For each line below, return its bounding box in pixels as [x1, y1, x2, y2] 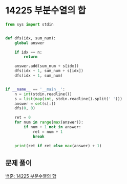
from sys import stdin [5, 21, 54, 27]
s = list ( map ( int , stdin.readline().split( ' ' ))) [14, 96, 123, 101]
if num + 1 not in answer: [24, 125, 81, 130]
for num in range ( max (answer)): [14, 120, 83, 125]
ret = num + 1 [32, 129, 63, 134]
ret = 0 [14, 115, 31, 120]
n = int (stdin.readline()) [14, 91, 72, 97]
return [24, 54, 38, 59]
